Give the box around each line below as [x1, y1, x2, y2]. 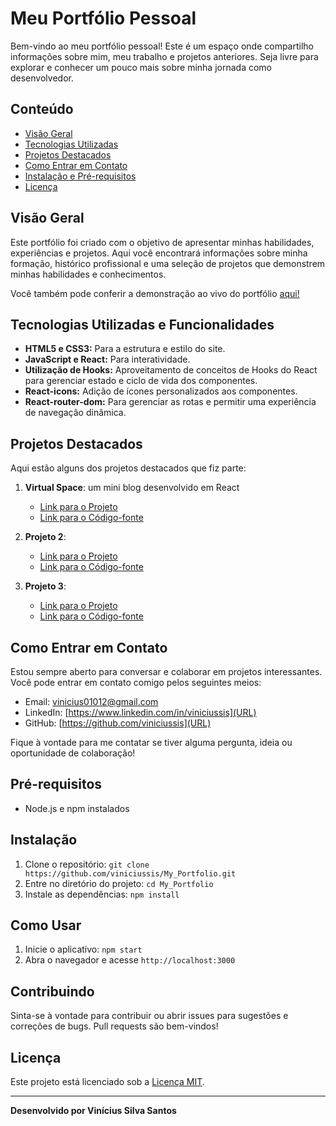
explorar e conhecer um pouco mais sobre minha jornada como [10, 61, 272, 73]
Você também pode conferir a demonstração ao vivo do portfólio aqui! [10, 287, 300, 299]
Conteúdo [10, 101, 74, 118]
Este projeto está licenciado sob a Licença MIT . [10, 1076, 205, 1088]
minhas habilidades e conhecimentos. [10, 268, 167, 280]
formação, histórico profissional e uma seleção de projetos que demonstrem [10, 257, 326, 269]
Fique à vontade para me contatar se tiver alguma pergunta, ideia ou [10, 737, 293, 748]
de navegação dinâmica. [24, 407, 127, 419]
